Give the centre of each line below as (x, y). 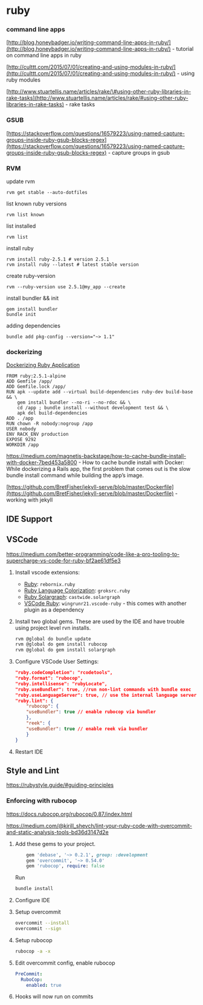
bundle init (21, 315)
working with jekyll (30, 500)
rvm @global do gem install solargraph (65, 650)
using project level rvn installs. (53, 628)
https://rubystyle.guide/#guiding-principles (60, 785)
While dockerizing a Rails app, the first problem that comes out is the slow (98, 469)
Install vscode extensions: (47, 572)
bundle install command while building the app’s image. (75, 476)
